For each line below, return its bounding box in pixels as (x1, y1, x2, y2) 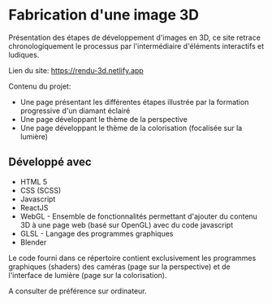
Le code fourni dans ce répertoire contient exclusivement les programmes (8, 253, 257, 263)
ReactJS (19, 202, 49, 212)
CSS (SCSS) (19, 185, 62, 195)
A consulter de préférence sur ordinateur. (8, 286, 148, 296)
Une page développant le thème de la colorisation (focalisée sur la (19, 123, 243, 132)
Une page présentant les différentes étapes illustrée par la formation (19, 97, 249, 106)
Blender (19, 237, 47, 247)
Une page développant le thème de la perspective (19, 114, 188, 124)
